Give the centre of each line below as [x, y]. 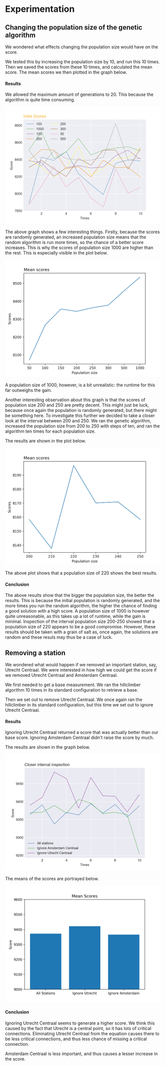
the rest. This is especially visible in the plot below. [57, 253]
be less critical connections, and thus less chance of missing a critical [76, 1039]
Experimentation [40, 9]
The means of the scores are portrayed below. [52, 879]
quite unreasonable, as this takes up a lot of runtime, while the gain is [75, 616]
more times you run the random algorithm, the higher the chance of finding [81, 606]
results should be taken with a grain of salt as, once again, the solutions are [82, 632]
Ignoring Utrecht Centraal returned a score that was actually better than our [82, 733]
